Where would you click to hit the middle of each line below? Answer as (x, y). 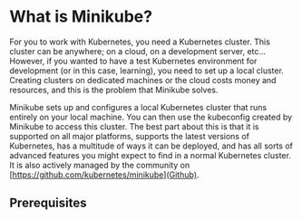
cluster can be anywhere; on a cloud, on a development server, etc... (137, 51)
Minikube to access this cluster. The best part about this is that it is (134, 126)
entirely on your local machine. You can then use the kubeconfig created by (151, 117)
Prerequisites (48, 203)
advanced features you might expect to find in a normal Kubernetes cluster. (151, 155)
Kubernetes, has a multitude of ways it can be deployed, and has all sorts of (151, 146)
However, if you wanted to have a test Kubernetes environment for (133, 61)
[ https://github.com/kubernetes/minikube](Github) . (104, 175)
